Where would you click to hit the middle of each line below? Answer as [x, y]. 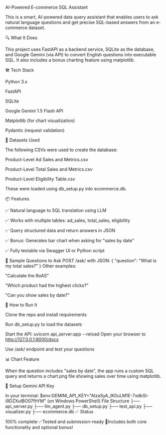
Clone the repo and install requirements [46, 314]
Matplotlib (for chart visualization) [40, 121]
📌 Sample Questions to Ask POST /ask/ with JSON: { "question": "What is [81, 260]
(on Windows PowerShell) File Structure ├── [94, 401]
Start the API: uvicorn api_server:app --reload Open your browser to [75, 334]
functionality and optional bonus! [39, 427]
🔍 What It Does [21, 38]
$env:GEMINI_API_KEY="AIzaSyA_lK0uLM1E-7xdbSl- [94, 396]
